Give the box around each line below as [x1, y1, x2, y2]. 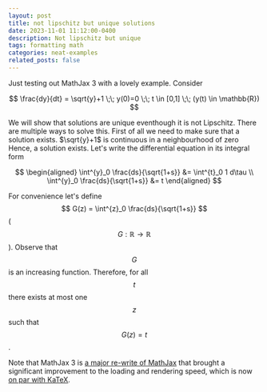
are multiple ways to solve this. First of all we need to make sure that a [8, 126, 240, 136]
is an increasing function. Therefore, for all [8, 267, 149, 277]
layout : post [8, 11, 52, 20]
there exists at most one [8, 292, 88, 302]
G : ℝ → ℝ [117, 229, 152, 238]
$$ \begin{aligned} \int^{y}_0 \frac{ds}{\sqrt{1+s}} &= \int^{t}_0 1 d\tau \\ [14, 167, 254, 177]
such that [8, 317, 40, 326]
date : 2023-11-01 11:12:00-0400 [8, 26, 116, 34]
